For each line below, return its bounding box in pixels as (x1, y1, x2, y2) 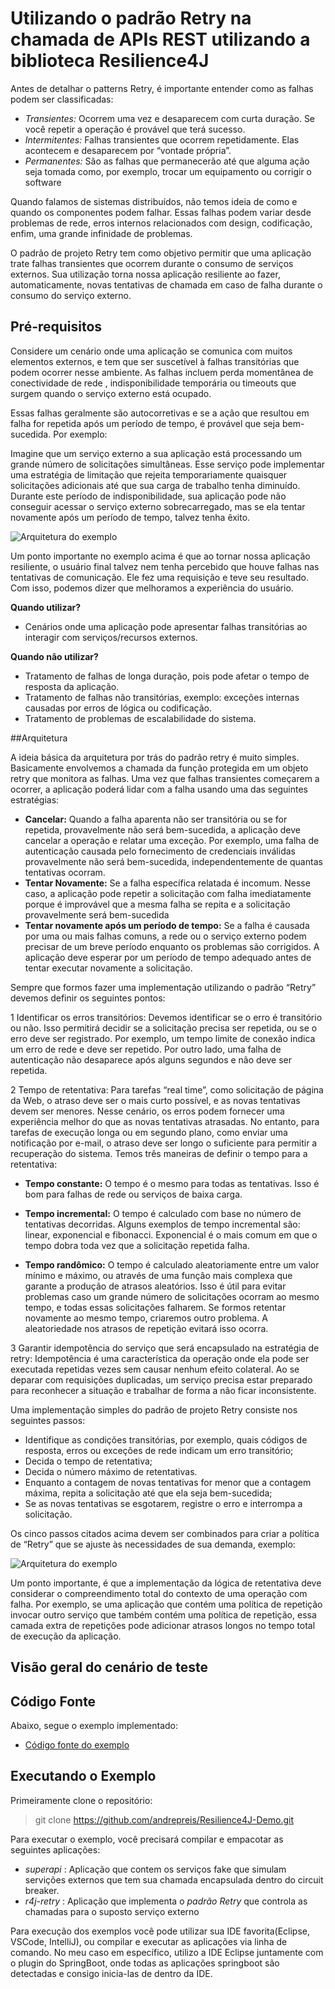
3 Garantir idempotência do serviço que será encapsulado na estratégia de (10, 1342, 320, 1354)
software (24, 176, 62, 188)
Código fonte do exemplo (24, 1738, 130, 1751)
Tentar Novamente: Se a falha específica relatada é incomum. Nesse (24, 877, 311, 889)
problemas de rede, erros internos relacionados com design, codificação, (10, 217, 313, 229)
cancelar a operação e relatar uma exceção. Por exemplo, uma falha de (24, 834, 320, 846)
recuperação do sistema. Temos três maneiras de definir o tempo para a (10, 1147, 308, 1159)
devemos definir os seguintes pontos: (10, 992, 166, 1004)
